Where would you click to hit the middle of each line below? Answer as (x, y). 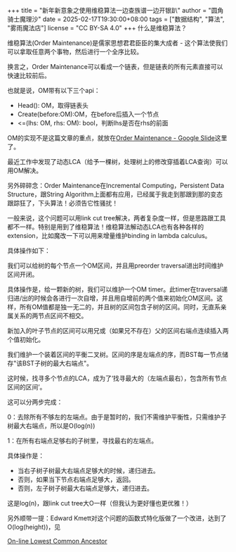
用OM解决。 (25, 170)
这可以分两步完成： (35, 402)
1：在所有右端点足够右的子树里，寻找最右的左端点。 (83, 441)
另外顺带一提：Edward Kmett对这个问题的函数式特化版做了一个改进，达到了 (117, 518)
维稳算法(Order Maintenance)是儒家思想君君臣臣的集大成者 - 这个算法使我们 (118, 43)
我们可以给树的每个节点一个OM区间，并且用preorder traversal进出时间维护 (115, 265)
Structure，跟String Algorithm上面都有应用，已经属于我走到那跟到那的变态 (115, 194)
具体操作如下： (29, 251)
